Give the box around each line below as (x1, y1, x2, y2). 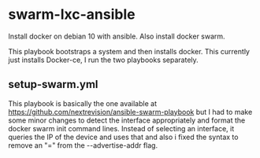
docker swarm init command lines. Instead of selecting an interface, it (8, 123, 235, 133)
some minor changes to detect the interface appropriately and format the (8, 116, 246, 125)
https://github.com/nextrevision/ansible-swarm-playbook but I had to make (8, 107, 253, 116)
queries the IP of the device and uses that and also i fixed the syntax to (8, 132, 239, 141)
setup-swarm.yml (8, 78, 98, 91)
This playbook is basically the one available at (8, 98, 158, 108)
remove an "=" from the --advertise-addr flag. (8, 140, 158, 150)
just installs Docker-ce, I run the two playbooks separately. (8, 55, 199, 64)
